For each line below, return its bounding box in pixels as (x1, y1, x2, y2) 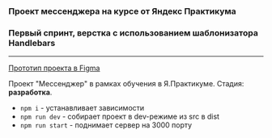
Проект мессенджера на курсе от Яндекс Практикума (8, 6, 236, 17)
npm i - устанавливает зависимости (19, 103, 145, 113)
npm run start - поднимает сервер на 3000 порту (19, 120, 193, 130)
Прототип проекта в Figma (8, 63, 100, 73)
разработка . (8, 87, 53, 98)
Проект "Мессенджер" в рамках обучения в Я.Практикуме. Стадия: (8, 79, 244, 89)
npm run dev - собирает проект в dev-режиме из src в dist (19, 111, 220, 122)
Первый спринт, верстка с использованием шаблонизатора (8, 27, 259, 38)
